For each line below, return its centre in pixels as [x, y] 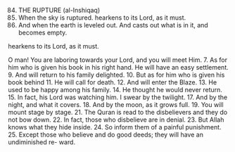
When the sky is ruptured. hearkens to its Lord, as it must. [102, 18]
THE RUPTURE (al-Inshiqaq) [59, 10]
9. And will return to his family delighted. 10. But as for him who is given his [116, 75]
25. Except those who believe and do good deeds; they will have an [106, 134]
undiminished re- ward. [42, 142]
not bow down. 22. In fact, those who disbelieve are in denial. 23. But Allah [116, 120]
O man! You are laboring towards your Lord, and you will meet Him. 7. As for [118, 60]
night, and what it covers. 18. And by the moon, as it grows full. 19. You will [116, 104]
